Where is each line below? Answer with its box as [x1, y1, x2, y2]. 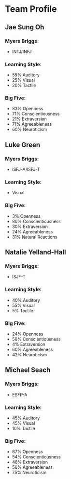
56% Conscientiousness [12, 336, 61, 342]
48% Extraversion [12, 459, 48, 465]
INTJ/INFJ [12, 48, 32, 54]
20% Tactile [12, 82, 36, 89]
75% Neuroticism [12, 470, 47, 476]
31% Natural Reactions [12, 234, 57, 240]
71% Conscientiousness [12, 111, 60, 117]
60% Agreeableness [12, 346, 53, 353]
